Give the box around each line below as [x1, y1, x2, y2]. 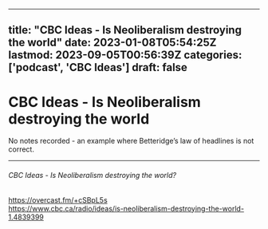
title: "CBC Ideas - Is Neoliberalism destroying [8, 23, 242, 37]
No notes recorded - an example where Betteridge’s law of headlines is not [8, 136, 254, 146]
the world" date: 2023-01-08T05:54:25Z [8, 36, 217, 49]
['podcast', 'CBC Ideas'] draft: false [8, 61, 187, 74]
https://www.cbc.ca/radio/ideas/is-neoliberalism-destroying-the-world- [8, 203, 245, 213]
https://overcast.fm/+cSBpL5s [8, 195, 108, 204]
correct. [8, 144, 34, 154]
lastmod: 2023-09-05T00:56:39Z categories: [8, 49, 242, 62]
